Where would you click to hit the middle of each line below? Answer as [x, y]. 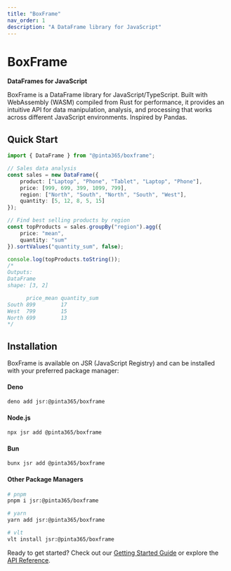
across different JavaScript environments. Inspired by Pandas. [97, 118]
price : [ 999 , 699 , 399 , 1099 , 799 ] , [74, 188]
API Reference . [29, 560]
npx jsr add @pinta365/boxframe [54, 433]
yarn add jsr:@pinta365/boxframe [56, 520]
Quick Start [33, 139]
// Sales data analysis [42, 168]
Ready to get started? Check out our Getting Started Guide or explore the [113, 553]
